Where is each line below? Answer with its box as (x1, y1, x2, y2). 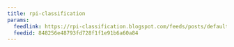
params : (7, 17, 30, 23)
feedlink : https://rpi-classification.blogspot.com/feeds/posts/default (13, 23, 229, 30)
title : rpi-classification (7, 10, 86, 17)
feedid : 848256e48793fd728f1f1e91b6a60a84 (13, 29, 139, 37)
